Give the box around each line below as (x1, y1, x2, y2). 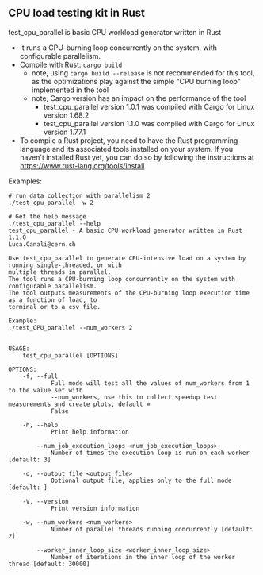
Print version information (50, 504, 140, 512)
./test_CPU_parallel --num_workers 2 (8, 323, 133, 332)
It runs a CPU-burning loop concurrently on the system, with (19, 43, 218, 52)
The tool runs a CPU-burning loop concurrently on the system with (8, 275, 236, 283)
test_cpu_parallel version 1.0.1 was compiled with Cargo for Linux (43, 102, 255, 111)
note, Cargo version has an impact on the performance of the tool (31, 93, 246, 102)
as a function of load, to (8, 295, 97, 304)
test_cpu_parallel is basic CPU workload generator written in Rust (8, 27, 222, 37)
